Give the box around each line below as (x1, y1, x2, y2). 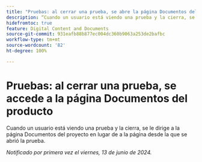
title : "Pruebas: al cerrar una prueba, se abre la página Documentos (6, 8, 187, 15)
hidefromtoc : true (6, 20, 52, 26)
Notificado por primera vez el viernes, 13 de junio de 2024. (6, 148, 152, 156)
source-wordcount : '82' (6, 43, 66, 49)
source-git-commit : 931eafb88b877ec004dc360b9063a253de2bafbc (6, 31, 165, 37)
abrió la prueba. (6, 137, 46, 144)
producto (6, 104, 54, 118)
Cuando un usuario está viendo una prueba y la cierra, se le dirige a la (6, 124, 180, 131)
